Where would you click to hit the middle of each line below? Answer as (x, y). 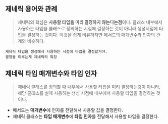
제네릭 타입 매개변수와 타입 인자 (51, 74)
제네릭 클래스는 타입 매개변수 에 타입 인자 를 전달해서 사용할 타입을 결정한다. (86, 116)
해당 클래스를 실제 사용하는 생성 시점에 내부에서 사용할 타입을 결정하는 (86, 93)
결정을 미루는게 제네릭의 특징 (31, 57)
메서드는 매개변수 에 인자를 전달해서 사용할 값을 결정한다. (68, 110)
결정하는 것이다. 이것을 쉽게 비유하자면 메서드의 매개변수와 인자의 (91, 35)
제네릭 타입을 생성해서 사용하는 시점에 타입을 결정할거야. (56, 51)
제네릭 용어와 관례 (31, 9)
